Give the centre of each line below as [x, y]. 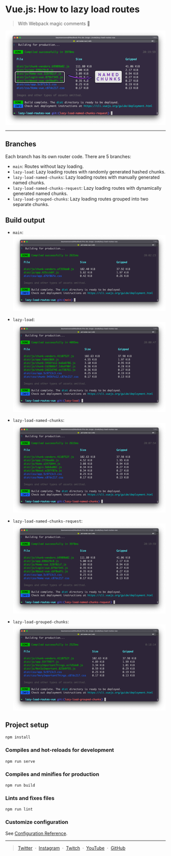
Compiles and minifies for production [52, 774]
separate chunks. [31, 204]
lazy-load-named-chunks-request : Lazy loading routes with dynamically [87, 188]
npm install [18, 737]
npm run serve [20, 761]
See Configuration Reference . [36, 833]
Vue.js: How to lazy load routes [73, 9]
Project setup [27, 725]
